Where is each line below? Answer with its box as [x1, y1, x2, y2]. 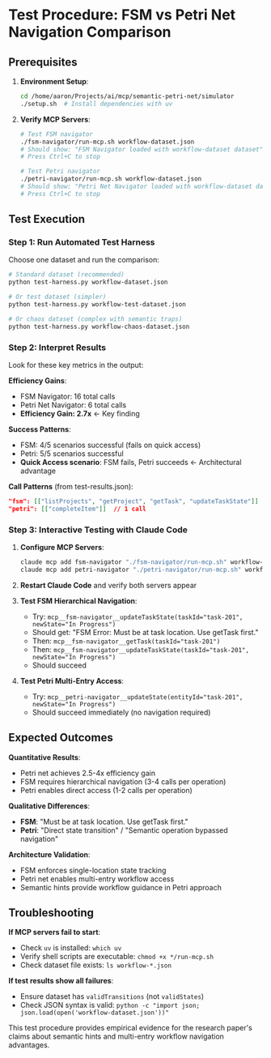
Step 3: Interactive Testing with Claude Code [8, 524, 188, 535]
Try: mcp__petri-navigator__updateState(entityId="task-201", [32, 691, 243, 702]
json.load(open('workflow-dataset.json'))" [19, 1009, 170, 1017]
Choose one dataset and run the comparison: [8, 255, 160, 265]
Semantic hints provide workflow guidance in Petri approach [19, 882, 222, 892]
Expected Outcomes [8, 731, 113, 744]
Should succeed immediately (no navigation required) [32, 707, 211, 717]
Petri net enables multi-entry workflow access [19, 873, 175, 884]
